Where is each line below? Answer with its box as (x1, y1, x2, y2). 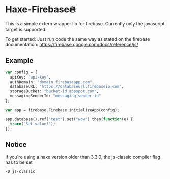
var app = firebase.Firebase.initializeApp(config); (5, 107, 120, 113)
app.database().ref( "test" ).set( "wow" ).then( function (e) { (5, 116, 133, 122)
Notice (5, 140, 27, 149)
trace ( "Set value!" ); (10, 121, 56, 126)
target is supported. (5, 26, 47, 32)
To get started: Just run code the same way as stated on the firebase (5, 36, 150, 42)
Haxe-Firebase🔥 (5, 4, 76, 15)
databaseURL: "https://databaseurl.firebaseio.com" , (10, 84, 124, 89)
